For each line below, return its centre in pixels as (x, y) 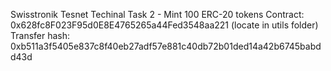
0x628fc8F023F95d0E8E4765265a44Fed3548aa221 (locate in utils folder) (164, 25)
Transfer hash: (40, 35)
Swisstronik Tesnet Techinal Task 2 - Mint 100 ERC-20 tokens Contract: (157, 14)
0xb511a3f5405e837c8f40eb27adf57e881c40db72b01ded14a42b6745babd (166, 46)
